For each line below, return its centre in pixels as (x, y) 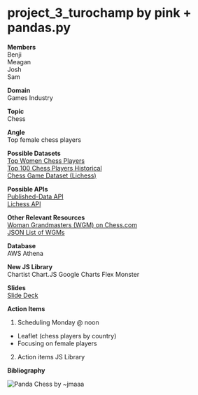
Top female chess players (44, 139)
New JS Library (30, 266)
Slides (16, 287)
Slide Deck (23, 295)
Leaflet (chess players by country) (67, 336)
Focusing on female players (57, 343)
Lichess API (24, 203)
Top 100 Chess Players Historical (55, 168)
